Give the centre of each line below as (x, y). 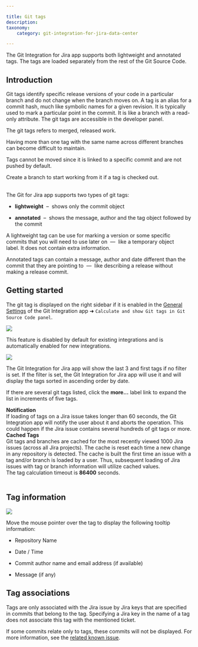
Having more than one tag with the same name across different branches (95, 142)
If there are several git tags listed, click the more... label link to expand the (96, 392)
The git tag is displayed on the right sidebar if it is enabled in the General (94, 305)
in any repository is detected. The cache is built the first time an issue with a (99, 454)
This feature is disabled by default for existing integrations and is (85, 339)
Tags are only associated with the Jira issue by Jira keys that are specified (96, 607)
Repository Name (36, 540)
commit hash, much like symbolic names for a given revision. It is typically (96, 107)
